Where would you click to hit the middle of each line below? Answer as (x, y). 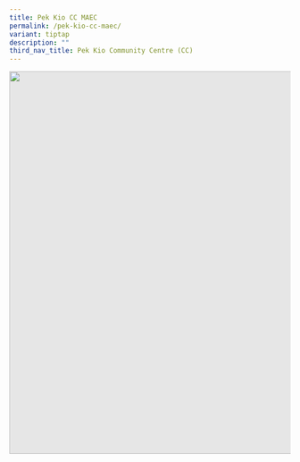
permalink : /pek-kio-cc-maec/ (66, 26)
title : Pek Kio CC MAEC (54, 17)
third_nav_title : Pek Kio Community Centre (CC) (101, 51)
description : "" (39, 42)
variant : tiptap (39, 34)
